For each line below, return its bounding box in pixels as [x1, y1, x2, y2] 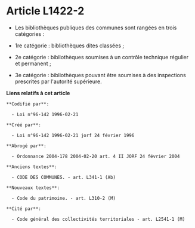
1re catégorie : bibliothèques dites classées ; [14, 42, 124, 49]
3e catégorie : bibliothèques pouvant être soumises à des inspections [14, 71, 186, 78]
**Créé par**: [6, 121, 42, 128]
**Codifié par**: [6, 101, 49, 107]
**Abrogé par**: [6, 142, 47, 149]
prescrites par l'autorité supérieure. [14, 78, 103, 85]
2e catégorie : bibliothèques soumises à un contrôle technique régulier [14, 53, 189, 60]
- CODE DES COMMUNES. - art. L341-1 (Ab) [11, 174, 116, 180]
